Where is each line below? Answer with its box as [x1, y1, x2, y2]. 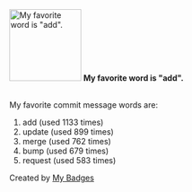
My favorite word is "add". [83, 73, 184, 83]
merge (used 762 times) [22, 136, 112, 146]
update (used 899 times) [22, 127, 114, 137]
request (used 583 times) [22, 155, 117, 165]
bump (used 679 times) [22, 145, 109, 156]
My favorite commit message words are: [9, 100, 159, 110]
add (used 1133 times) [22, 117, 104, 127]
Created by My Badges [9, 172, 94, 183]
